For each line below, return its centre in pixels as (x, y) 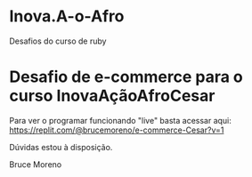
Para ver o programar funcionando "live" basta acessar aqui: (120, 120)
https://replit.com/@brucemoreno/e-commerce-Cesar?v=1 (117, 130)
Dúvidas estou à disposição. (61, 147)
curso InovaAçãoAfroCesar (112, 96)
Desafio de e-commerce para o (126, 77)
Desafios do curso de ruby (58, 41)
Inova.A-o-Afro (67, 16)
